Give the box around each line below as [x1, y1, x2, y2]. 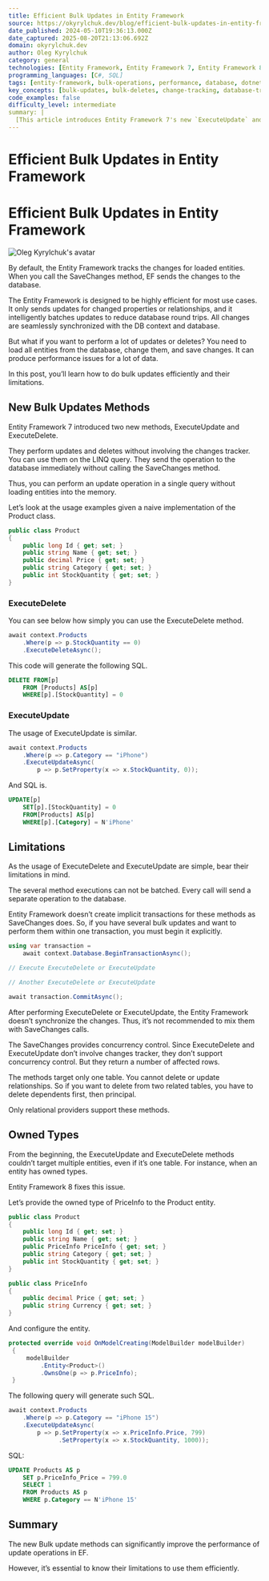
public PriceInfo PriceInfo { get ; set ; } [22, 1242, 167, 1251]
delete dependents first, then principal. [8, 1089, 137, 1099]
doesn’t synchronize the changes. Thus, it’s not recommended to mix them [8, 1016, 255, 1025]
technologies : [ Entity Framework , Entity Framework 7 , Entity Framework [8, 64, 256, 72]
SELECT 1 [22, 1481, 52, 1489]
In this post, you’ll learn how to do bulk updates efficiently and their [8, 369, 231, 379]
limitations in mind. [8, 870, 70, 880]
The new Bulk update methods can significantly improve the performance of [8, 1539, 260, 1549]
